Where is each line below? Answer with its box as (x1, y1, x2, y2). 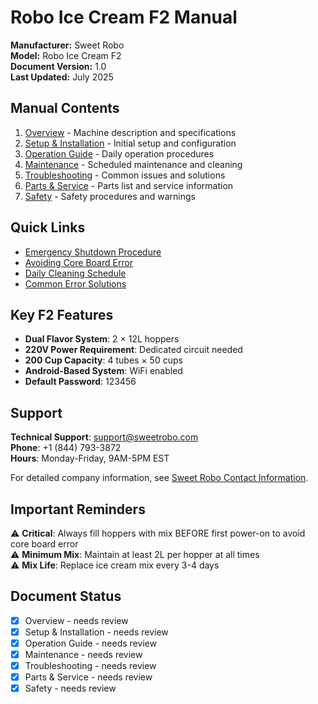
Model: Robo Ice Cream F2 (10, 49, 122, 61)
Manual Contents (10, 100, 120, 117)
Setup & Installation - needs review (24, 626, 169, 638)
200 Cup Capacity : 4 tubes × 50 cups (24, 354, 183, 366)
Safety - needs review (24, 682, 117, 695)
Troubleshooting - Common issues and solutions (24, 169, 226, 181)
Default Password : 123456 (24, 376, 137, 388)
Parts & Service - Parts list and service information (24, 179, 234, 191)
